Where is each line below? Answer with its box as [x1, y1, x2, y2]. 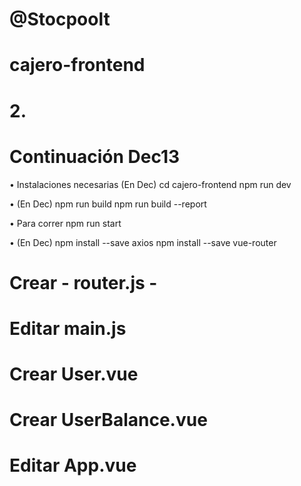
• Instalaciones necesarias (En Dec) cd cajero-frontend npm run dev [9, 178, 292, 190]
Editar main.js [9, 317, 127, 340]
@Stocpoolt [9, 8, 111, 31]
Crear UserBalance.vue [9, 409, 208, 432]
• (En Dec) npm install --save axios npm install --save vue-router [9, 236, 277, 248]
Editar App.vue [9, 454, 137, 477]
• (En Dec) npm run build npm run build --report [9, 198, 207, 210]
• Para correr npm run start [9, 217, 122, 229]
